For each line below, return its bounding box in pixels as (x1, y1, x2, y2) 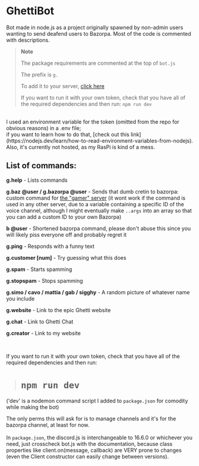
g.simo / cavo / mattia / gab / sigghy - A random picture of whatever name (6, 288, 190, 295)
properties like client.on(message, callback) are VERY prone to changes (6, 446, 182, 454)
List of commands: (6, 160, 77, 171)
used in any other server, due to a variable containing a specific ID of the (6, 200, 184, 207)
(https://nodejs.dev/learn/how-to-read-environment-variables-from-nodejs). (6, 137, 194, 144)
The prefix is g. (20, 71, 59, 78)
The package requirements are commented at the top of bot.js (20, 59, 176, 67)
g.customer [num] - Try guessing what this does (6, 254, 127, 261)
